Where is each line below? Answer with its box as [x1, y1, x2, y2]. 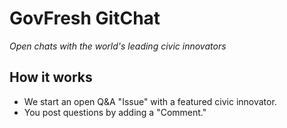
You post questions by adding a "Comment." [23, 106, 207, 118]
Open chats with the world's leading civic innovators [9, 40, 227, 52]
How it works [9, 69, 93, 86]
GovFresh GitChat [9, 7, 161, 30]
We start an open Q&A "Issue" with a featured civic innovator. [23, 95, 277, 107]
